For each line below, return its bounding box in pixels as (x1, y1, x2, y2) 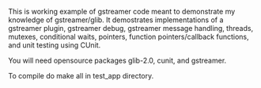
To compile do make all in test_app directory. (8, 71, 154, 80)
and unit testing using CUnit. (8, 40, 101, 50)
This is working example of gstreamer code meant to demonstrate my (8, 7, 236, 16)
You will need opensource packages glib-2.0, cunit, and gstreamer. (8, 55, 227, 65)
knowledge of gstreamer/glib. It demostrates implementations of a (8, 15, 224, 25)
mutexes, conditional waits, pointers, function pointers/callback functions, (8, 32, 249, 41)
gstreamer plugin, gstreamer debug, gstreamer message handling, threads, (8, 24, 254, 33)
